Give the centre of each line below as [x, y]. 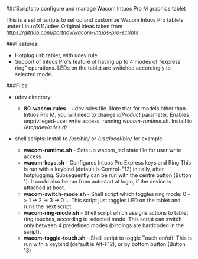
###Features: [22, 44]
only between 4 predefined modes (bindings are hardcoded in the [104, 225]
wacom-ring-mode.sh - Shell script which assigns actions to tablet [106, 213]
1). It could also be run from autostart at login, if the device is [97, 181]
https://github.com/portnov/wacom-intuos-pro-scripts [72, 32]
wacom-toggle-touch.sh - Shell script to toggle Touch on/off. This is [108, 238]
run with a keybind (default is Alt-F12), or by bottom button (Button [104, 244]
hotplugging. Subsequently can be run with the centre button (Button [108, 175]
